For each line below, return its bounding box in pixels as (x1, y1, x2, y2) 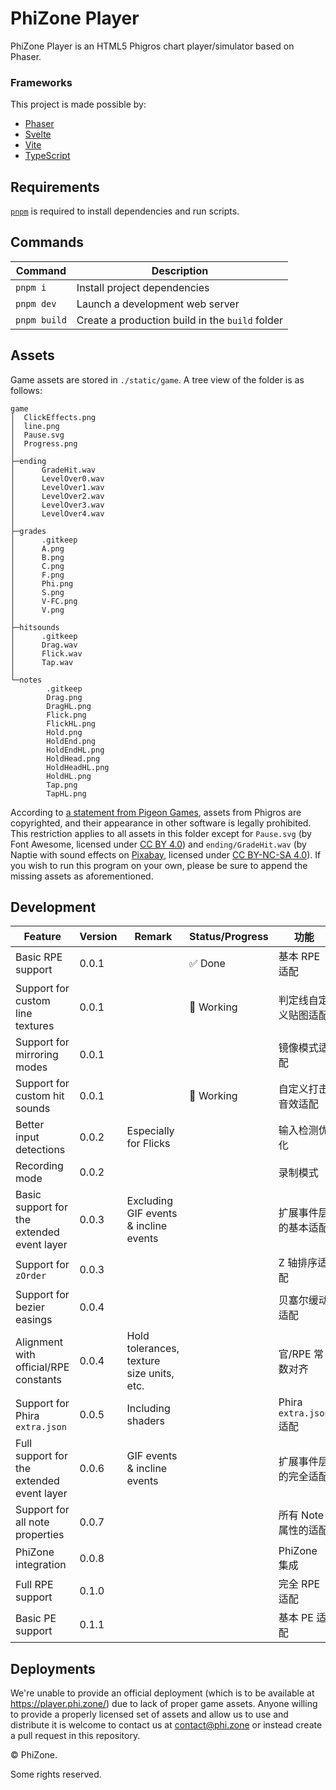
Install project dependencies (76, 280, 210, 294)
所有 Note (278, 1508, 325, 1522)
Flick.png (46, 710, 87, 720)
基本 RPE (278, 950, 321, 964)
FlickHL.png (46, 718, 97, 729)
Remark (134, 930, 173, 944)
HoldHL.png (46, 771, 92, 781)
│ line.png (10, 421, 60, 431)
